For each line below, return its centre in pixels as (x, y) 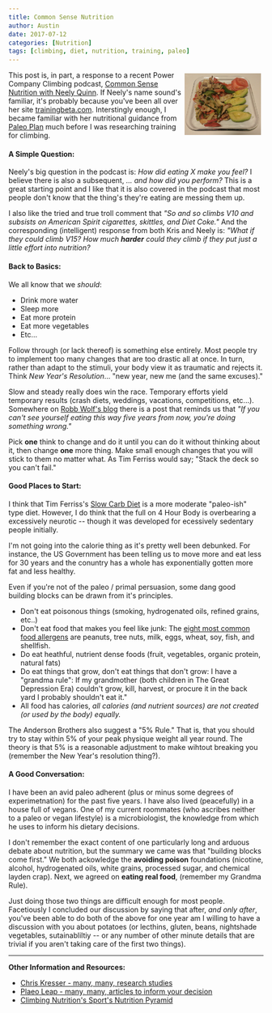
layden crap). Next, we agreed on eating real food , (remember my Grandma (135, 876)
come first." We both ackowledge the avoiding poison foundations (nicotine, (136, 859)
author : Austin (34, 25)
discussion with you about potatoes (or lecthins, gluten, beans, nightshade (133, 926)
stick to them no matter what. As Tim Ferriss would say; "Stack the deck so (134, 459)
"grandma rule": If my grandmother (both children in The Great (124, 680)
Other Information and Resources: (67, 967)
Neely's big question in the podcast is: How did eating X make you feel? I (130, 172)
